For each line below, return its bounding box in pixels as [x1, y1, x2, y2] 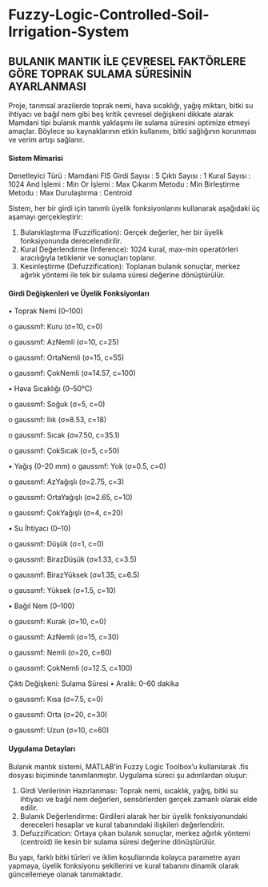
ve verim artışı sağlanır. [8, 135, 85, 144]
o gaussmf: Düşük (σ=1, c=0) [8, 539, 104, 549]
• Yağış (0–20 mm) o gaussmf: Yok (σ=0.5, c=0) [8, 462, 166, 471]
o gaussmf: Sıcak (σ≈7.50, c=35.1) [8, 430, 120, 440]
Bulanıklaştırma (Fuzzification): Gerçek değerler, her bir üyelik [19, 228, 224, 237]
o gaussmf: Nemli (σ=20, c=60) [8, 647, 112, 658]
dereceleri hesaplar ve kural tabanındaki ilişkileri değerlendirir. [19, 820, 226, 829]
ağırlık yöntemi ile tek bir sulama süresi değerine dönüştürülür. [19, 270, 226, 280]
